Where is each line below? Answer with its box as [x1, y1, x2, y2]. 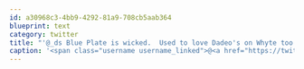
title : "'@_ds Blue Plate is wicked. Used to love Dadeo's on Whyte [9, 38, 278, 47]
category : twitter [9, 30, 79, 39]
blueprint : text [9, 22, 71, 30]
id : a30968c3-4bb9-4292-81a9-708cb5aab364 [9, 13, 172, 22]
